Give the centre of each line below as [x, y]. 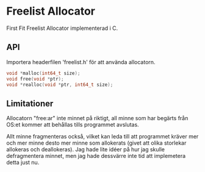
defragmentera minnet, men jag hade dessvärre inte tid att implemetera [96, 156]
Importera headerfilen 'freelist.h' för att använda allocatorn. [81, 62]
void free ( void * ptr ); [35, 79]
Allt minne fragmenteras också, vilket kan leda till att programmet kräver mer [103, 137]
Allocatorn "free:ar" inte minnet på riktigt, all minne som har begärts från [97, 118]
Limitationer [30, 103]
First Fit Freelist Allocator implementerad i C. [62, 28]
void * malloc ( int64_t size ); [43, 73]
